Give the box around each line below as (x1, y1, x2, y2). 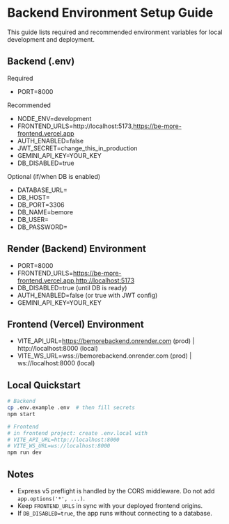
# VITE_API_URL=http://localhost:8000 (7, 436, 120, 443)
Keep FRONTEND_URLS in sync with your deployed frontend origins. (17, 502, 203, 509)
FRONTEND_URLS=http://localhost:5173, (17, 122, 134, 130)
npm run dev (7, 449, 42, 456)
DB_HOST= (17, 193, 50, 201)
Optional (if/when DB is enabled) (7, 172, 101, 180)
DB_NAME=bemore (17, 207, 74, 216)
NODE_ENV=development (17, 114, 92, 122)
